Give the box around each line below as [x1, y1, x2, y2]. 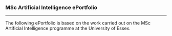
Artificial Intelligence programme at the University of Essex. [5, 25, 131, 31]
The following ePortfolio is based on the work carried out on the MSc [5, 20, 151, 26]
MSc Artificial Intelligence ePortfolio [5, 4, 97, 11]
